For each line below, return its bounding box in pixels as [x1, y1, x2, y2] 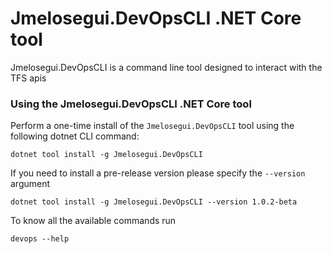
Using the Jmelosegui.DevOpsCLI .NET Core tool [10, 97, 252, 111]
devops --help [10, 234, 70, 244]
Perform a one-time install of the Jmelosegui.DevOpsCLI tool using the [10, 120, 295, 132]
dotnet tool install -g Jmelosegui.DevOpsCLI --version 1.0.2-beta [10, 197, 298, 207]
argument [10, 178, 51, 190]
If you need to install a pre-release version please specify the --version [10, 167, 306, 179]
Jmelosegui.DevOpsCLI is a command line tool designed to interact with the [10, 61, 323, 73]
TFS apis [10, 72, 47, 84]
